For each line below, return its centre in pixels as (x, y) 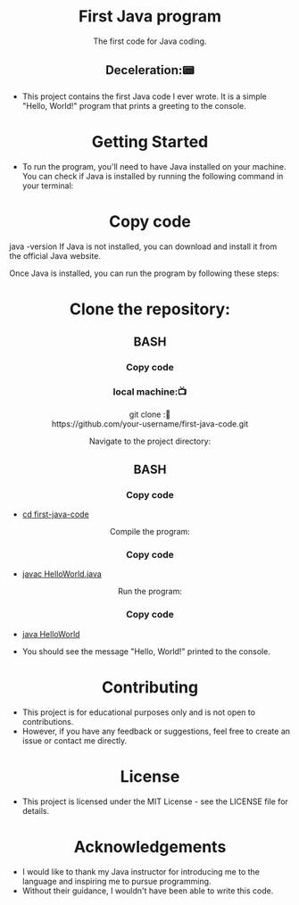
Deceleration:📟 (150, 70)
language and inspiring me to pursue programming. (116, 881)
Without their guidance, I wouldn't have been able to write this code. (148, 891)
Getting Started (150, 141)
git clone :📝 (150, 415)
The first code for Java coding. (150, 41)
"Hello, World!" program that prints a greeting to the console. (134, 105)
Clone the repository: (150, 309)
